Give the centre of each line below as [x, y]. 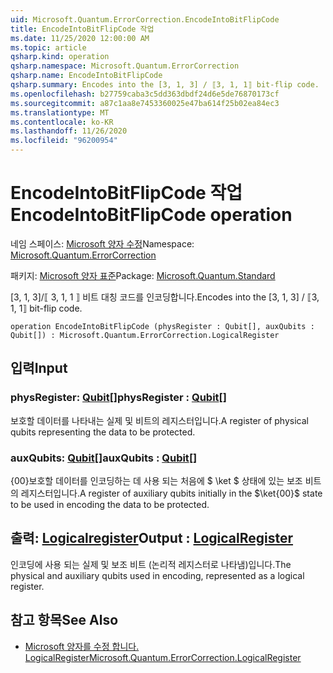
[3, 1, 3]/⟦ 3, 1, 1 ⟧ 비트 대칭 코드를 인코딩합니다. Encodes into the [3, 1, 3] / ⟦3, [165, 297]
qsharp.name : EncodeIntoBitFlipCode [86, 76]
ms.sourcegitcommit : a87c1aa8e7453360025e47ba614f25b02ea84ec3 [145, 103]
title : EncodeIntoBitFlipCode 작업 [82, 29]
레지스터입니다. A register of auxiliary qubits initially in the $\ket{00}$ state [171, 493]
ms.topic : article [48, 47]
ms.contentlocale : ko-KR [62, 122]
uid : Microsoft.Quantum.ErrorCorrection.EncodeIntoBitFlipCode [145, 19]
